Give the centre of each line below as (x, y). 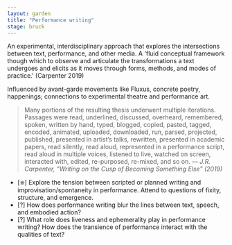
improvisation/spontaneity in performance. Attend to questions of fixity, (119, 190)
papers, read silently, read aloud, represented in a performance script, (124, 147)
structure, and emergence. (55, 198)
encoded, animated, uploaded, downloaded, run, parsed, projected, (121, 132)
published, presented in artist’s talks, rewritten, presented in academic (124, 140)
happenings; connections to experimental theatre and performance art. (108, 96)
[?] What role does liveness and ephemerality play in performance (111, 220)
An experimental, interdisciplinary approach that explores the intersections (114, 47)
